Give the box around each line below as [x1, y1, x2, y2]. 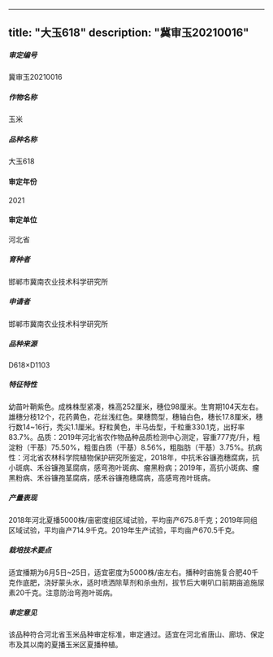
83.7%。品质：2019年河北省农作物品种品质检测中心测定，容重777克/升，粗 [8, 432, 261, 442]
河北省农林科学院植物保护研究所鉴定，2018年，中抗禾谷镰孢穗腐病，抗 [22, 452, 260, 462]
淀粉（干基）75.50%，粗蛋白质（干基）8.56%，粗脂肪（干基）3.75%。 [8, 442, 249, 452]
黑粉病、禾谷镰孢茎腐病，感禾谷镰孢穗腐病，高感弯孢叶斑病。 [8, 472, 215, 482]
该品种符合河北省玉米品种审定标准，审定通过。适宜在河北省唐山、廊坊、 [8, 629, 250, 639]
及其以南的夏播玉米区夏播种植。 [15, 640, 123, 650]
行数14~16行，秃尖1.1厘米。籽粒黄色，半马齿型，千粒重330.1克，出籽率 [8, 422, 245, 432]
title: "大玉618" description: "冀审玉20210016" [8, 26, 249, 40]
